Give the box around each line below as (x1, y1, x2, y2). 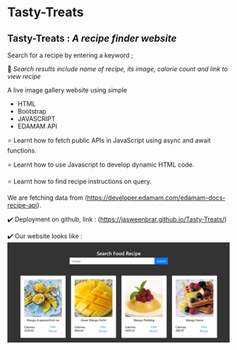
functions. (7, 146, 37, 155)
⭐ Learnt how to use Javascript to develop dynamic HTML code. (7, 160, 195, 169)
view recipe (7, 72, 41, 80)
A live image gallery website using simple (7, 86, 128, 94)
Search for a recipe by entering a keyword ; (7, 51, 133, 59)
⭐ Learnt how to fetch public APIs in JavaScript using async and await (7, 136, 211, 145)
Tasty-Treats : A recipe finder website (7, 32, 177, 44)
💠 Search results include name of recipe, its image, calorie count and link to (7, 65, 228, 73)
